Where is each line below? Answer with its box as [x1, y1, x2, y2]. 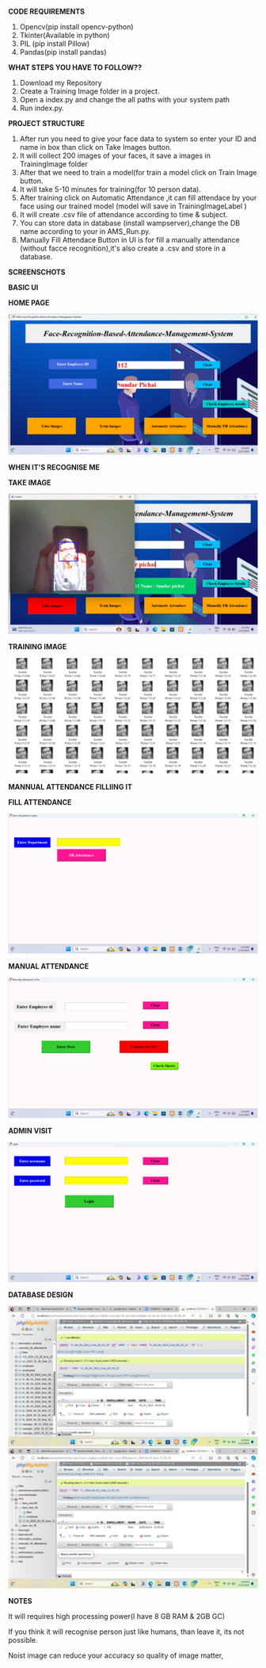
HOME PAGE [8, 298, 50, 308]
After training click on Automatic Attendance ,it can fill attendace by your [19, 193, 257, 202]
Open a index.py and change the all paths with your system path [19, 95, 230, 104]
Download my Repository [19, 78, 102, 87]
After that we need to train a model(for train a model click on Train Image [19, 168, 257, 177]
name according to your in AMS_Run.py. [19, 227, 151, 236]
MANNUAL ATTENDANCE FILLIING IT [8, 782, 132, 791]
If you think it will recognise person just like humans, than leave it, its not [8, 1627, 245, 1636]
